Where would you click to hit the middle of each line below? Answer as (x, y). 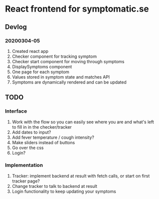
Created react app (30, 51)
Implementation (24, 165)
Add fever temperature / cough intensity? (53, 137)
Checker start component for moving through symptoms (68, 61)
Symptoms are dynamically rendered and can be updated (69, 82)
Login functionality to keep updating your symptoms (64, 191)
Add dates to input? (31, 132)
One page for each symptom (41, 72)
